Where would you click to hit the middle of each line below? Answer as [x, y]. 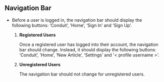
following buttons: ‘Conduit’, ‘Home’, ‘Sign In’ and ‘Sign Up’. [72, 25]
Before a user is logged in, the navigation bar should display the [77, 20]
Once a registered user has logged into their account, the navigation [89, 44]
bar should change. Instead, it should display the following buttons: [88, 49]
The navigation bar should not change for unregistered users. [82, 74]
